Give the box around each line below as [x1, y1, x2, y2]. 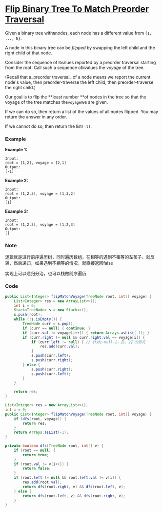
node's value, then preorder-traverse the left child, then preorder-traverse [5, 79, 154, 85]
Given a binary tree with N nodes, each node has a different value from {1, [5, 30, 152, 36]
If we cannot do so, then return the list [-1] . [5, 123, 92, 129]
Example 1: [5, 147, 28, 153]
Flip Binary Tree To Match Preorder [5, 3, 149, 15]
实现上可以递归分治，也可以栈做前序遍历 [5, 270, 86, 276]
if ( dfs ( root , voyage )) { [14, 416, 67, 421]
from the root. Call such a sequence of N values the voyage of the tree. [5, 65, 145, 70]
